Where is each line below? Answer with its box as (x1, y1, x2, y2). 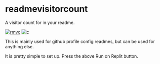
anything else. (5, 43, 34, 49)
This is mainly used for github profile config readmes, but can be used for (5, 38, 155, 44)
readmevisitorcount (5, 3, 88, 15)
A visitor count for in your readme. (5, 20, 75, 25)
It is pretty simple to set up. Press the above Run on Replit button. (5, 53, 138, 59)
